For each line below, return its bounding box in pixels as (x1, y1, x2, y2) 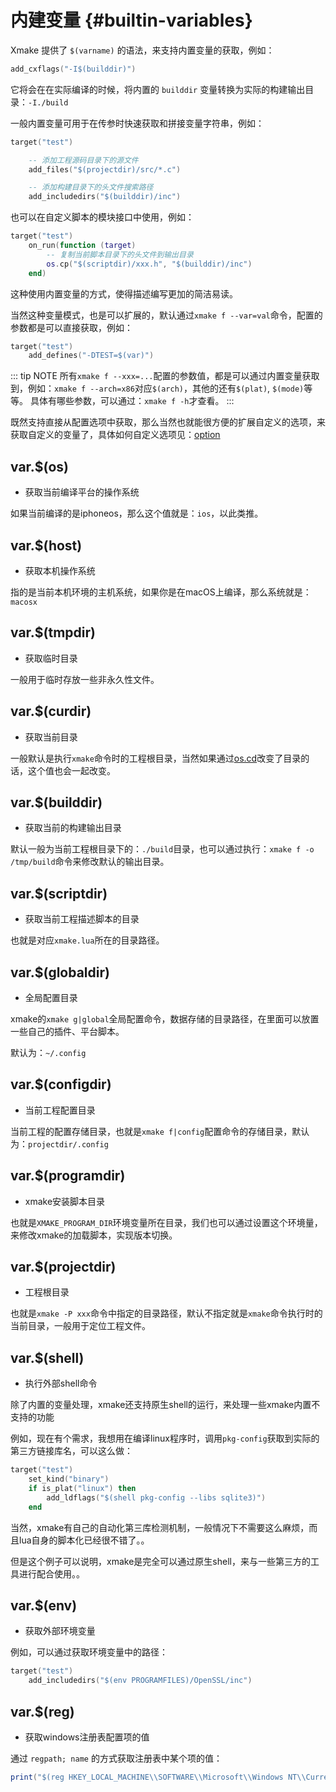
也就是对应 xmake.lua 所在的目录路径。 (10, 934, 165, 946)
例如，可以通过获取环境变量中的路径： (10, 1646, 168, 1658)
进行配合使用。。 (18, 1567, 85, 1580)
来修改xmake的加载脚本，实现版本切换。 (10, 1229, 178, 1241)
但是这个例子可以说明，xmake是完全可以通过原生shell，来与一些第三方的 (10, 1555, 311, 1567)
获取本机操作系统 (24, 564, 96, 576)
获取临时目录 (24, 652, 78, 664)
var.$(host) (10, 537, 83, 554)
